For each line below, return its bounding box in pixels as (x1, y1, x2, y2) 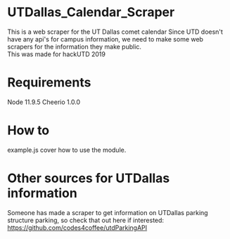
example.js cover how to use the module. (7, 146, 127, 154)
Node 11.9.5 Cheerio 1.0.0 (7, 98, 81, 106)
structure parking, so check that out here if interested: (7, 216, 164, 224)
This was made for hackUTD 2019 (7, 50, 106, 58)
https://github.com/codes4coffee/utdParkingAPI (7, 223, 148, 232)
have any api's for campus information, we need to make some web (7, 34, 204, 43)
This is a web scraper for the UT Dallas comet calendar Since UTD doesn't (7, 27, 224, 36)
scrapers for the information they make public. (7, 42, 142, 51)
